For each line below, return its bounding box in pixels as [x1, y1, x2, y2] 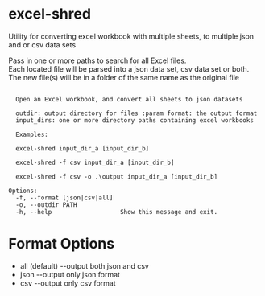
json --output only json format [19, 269, 121, 279]
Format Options [8, 235, 115, 253]
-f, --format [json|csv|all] [15, 194, 114, 202]
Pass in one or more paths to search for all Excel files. [8, 55, 187, 65]
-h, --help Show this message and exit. [15, 208, 218, 216]
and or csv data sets [8, 39, 77, 49]
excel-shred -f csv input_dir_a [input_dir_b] [15, 158, 175, 166]
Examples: [15, 130, 48, 138]
